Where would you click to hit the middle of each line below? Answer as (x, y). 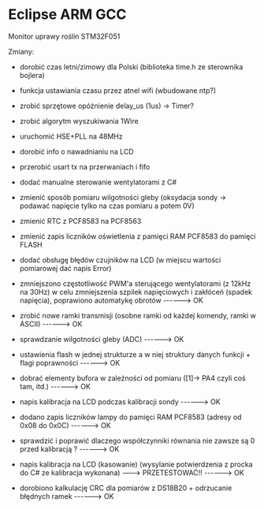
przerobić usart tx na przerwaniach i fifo (85, 166)
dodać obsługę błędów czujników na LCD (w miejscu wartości (120, 260)
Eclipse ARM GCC (67, 15)
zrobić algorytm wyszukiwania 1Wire (79, 121)
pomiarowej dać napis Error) (65, 268)
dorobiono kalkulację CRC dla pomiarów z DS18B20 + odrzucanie (126, 488)
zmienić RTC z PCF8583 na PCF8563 (80, 221)
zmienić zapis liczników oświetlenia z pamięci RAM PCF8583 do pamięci (138, 236)
